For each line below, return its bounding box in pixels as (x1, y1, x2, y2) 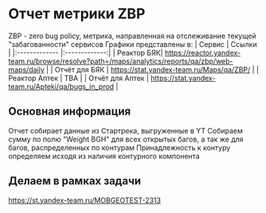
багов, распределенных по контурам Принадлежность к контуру (8, 142, 231, 152)
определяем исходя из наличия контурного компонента (8, 151, 201, 161)
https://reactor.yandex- (164, 48, 241, 57)
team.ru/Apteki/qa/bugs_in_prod (8, 81, 114, 91)
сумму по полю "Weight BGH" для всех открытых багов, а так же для (8, 134, 244, 144)
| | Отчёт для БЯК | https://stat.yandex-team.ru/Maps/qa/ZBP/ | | (46, 64, 259, 74)
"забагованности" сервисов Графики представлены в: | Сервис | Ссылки (8, 39, 257, 48)
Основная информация (8, 105, 131, 118)
